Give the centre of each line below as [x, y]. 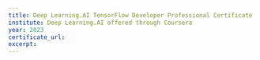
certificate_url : [37, 37]
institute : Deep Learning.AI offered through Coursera [100, 23]
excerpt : [23, 44]
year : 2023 [26, 30]
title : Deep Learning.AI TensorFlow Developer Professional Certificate [130, 15]
